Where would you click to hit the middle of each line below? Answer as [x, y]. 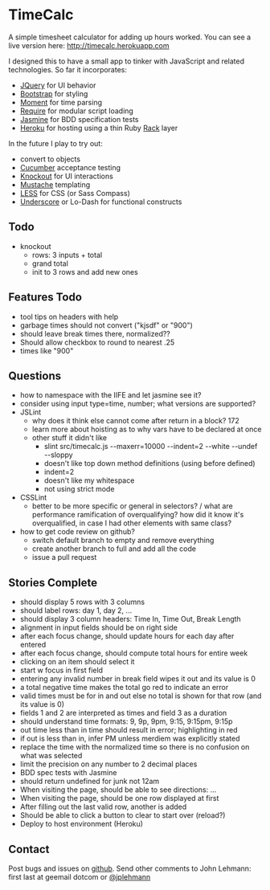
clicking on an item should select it [77, 662]
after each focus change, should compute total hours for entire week [134, 653]
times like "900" [47, 350]
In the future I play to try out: [55, 143]
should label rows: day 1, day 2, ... [76, 610]
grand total [50, 263]
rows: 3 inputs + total [67, 255]
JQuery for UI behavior [58, 85]
